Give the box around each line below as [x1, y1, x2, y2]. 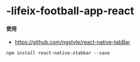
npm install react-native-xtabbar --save [6, 50, 110, 56]
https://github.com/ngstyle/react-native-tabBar [14, 39, 131, 46]
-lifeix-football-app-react [6, 4, 135, 18]
